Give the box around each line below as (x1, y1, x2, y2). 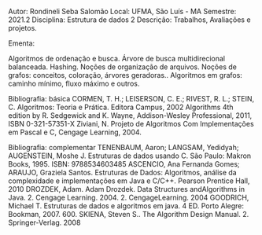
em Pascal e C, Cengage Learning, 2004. (8, 127, 142, 137)
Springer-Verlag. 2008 (8, 218, 81, 227)
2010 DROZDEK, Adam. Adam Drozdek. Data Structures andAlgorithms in (8, 185, 245, 193)
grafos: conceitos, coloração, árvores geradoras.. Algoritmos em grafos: (8, 71, 242, 79)
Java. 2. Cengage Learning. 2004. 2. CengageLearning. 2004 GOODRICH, (8, 193, 249, 202)
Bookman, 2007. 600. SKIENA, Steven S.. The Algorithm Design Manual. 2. (8, 210, 249, 218)
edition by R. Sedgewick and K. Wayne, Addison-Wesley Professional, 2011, (8, 111, 253, 120)
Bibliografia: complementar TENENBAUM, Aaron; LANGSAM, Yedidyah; (8, 143, 239, 152)
